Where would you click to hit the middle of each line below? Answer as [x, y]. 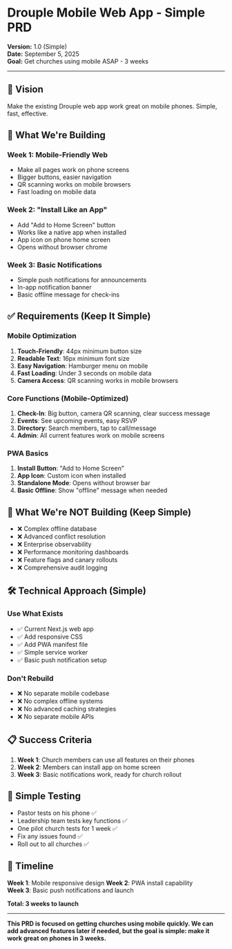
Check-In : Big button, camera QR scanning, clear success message [114, 413]
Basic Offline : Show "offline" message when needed [92, 490]
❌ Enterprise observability [54, 545]
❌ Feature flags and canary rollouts [67, 560]
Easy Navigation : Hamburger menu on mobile [83, 366]
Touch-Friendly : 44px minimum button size [79, 351]
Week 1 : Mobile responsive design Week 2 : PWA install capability [100, 883]
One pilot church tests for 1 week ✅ [67, 828]
